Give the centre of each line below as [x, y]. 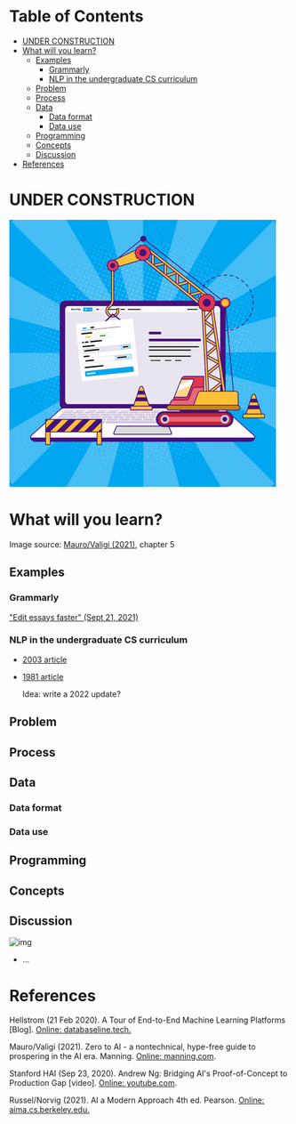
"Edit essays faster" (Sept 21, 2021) [74, 617]
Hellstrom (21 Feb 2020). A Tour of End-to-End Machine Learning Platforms [148, 1020]
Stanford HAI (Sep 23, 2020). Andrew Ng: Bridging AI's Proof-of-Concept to [148, 1073]
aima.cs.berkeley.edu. [50, 1110]
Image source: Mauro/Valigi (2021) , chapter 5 [92, 544]
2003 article [44, 659]
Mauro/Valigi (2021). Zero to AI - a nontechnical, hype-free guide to [132, 1047]
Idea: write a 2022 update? [72, 694]
